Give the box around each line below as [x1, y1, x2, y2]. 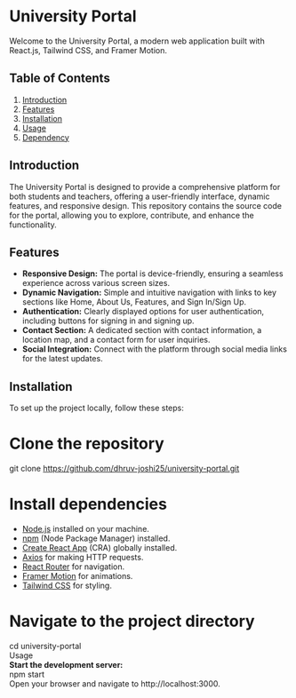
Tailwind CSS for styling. [21, 580, 113, 591]
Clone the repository [9, 433, 164, 454]
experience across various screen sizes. [21, 278, 171, 289]
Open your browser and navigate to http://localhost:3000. [9, 678, 220, 689]
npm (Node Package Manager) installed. [21, 533, 171, 543]
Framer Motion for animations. [21, 571, 133, 582]
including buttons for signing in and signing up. [21, 315, 195, 326]
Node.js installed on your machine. [21, 524, 149, 535]
